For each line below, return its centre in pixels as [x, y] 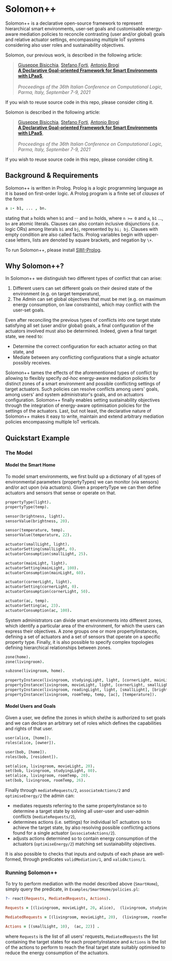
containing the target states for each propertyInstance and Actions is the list [86, 941]
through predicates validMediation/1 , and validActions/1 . [85, 859]
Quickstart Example [38, 438]
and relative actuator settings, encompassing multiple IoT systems [75, 40]
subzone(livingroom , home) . [35, 671]
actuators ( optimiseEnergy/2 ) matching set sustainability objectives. [84, 844]
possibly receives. [32, 363]
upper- [151, 234]
